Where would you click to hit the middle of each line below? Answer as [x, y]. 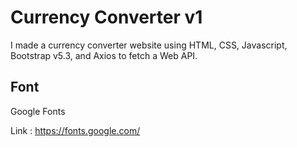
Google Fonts [38, 111]
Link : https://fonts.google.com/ [75, 130]
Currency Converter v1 [106, 17]
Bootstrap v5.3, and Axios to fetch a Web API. [104, 55]
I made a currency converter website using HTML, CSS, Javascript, [149, 45]
